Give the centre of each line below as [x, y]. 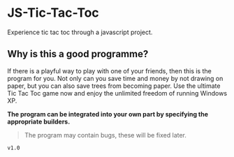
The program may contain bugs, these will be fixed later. [105, 135]
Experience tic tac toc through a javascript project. [80, 32]
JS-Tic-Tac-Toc [53, 13]
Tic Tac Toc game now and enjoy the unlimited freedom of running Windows [117, 93]
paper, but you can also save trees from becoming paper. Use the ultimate [114, 86]
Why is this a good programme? [78, 54]
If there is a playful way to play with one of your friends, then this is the [109, 70]
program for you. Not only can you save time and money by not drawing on [115, 78]
